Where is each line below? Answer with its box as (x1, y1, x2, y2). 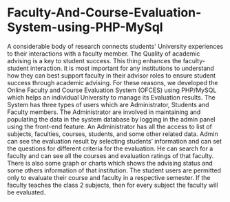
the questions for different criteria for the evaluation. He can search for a (7, 144, 213, 153)
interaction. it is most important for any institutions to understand (30, 64, 215, 72)
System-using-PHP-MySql (7, 19, 163, 35)
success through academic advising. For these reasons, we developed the (7, 78, 218, 87)
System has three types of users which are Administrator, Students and (7, 100, 209, 109)
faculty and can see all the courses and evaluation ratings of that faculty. (7, 151, 214, 159)
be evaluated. (7, 188, 46, 197)
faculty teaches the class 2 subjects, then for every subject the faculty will (7, 181, 218, 189)
